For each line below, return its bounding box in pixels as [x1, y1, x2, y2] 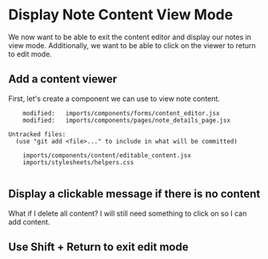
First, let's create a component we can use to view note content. [8, 94, 220, 103]
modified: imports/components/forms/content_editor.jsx [22, 109, 220, 117]
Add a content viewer [8, 72, 118, 86]
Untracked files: [8, 130, 66, 138]
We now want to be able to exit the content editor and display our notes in [8, 32, 252, 42]
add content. [8, 217, 50, 226]
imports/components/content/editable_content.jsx [22, 151, 192, 160]
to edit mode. [8, 49, 52, 59]
